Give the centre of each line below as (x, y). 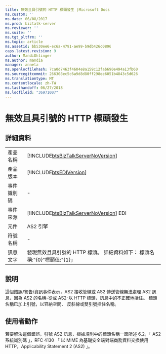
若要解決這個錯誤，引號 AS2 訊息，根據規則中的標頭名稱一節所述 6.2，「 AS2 (83, 334)
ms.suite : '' (19, 33)
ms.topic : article (24, 42)
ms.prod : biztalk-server (31, 23)
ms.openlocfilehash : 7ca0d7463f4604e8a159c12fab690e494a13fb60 (72, 70)
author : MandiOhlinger (28, 56)
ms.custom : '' (20, 14)
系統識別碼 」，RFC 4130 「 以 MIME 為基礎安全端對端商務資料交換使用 (77, 340)
